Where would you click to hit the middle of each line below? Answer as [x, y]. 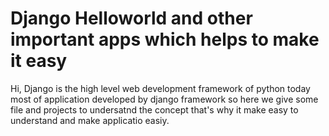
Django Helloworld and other [131, 18]
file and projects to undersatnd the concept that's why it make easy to [154, 109]
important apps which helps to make [165, 39]
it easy [39, 61]
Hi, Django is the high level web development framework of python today [160, 88]
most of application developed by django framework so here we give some [164, 99]
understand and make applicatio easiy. [90, 120]
